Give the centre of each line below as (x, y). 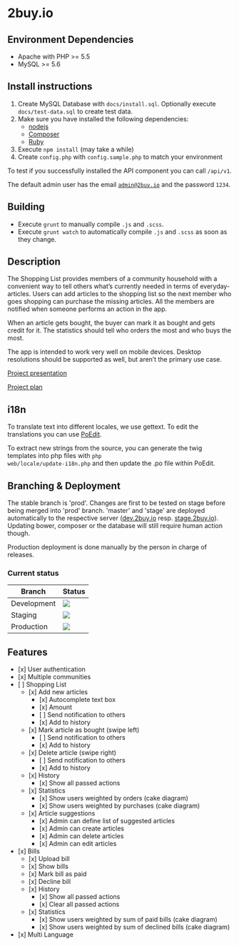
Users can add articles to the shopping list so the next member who (132, 294)
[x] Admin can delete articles (81, 836)
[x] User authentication (51, 669)
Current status (33, 573)
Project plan (25, 387)
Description (34, 262)
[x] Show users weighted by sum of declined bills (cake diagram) (134, 927)
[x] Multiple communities (54, 677)
